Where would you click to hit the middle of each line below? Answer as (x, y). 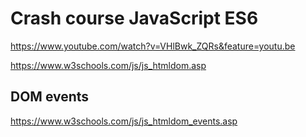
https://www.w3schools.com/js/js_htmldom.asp (108, 65)
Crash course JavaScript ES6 (134, 18)
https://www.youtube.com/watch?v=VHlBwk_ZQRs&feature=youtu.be (153, 46)
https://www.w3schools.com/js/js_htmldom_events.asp (124, 121)
